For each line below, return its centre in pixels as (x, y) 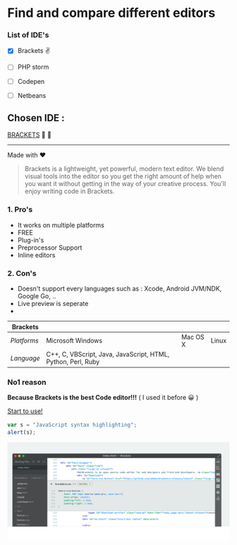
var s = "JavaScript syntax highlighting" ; (72, 424)
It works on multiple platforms (61, 225)
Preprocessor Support (50, 247)
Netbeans (32, 95)
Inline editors (36, 255)
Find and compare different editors (111, 13)
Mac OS (193, 337)
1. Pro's (20, 209)
